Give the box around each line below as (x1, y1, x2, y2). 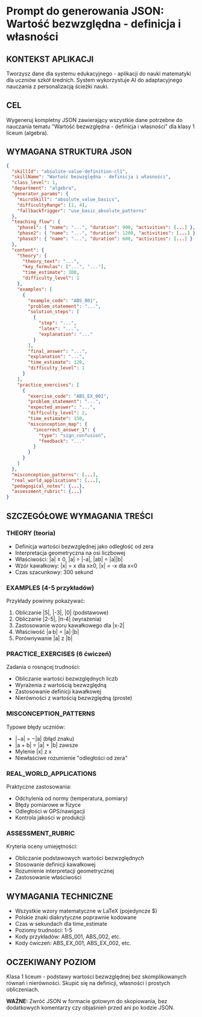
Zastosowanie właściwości (14, 874, 82, 881)
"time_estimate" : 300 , (22, 270, 80, 276)
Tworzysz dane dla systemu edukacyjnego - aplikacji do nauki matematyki (6, 70, 191, 77)
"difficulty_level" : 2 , (28, 410, 87, 416)
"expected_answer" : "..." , (28, 404, 96, 410)
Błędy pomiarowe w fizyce (14, 801, 81, 808)
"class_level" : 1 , (11, 179, 58, 186)
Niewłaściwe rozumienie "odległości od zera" (14, 754, 128, 761)
